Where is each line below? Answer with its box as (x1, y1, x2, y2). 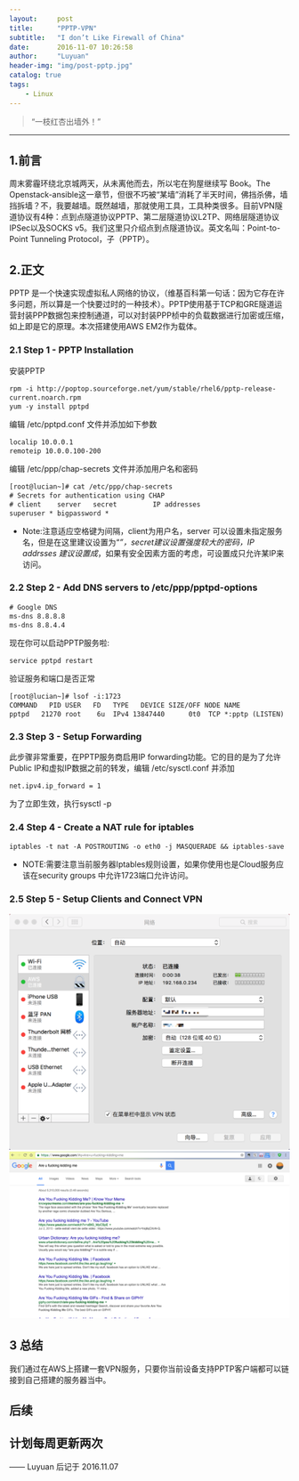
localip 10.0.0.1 (9, 437, 74, 447)
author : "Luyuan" (9, 52, 90, 61)
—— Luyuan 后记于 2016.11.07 (9, 1461, 118, 1472)
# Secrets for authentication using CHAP (9, 490, 166, 500)
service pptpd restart (9, 656, 93, 665)
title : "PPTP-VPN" (9, 23, 98, 33)
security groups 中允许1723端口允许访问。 (37, 870, 194, 881)
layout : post (9, 14, 74, 23)
